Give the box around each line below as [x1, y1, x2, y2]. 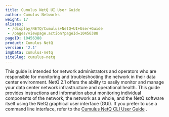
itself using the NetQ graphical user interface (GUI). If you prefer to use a [5, 101, 157, 107]
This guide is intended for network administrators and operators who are [5, 68, 157, 74]
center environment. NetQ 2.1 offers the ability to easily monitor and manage [5, 79, 164, 85]
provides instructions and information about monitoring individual [5, 90, 142, 96]
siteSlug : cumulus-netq [5, 54, 56, 60]
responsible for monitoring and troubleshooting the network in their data [5, 74, 156, 80]
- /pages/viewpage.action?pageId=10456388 [7, 31, 99, 36]
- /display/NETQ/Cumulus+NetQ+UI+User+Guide [7, 26, 103, 31]
